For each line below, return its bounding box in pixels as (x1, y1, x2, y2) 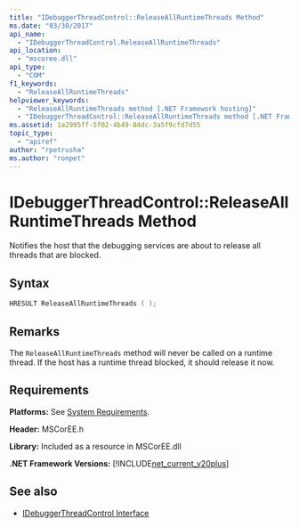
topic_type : (9, 129, 53, 138)
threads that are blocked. (9, 250, 101, 261)
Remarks (9, 324, 61, 339)
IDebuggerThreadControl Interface (21, 507, 149, 518)
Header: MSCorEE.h (9, 424, 85, 434)
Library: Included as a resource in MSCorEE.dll (9, 441, 182, 451)
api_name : (9, 29, 46, 38)
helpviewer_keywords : (9, 95, 90, 105)
